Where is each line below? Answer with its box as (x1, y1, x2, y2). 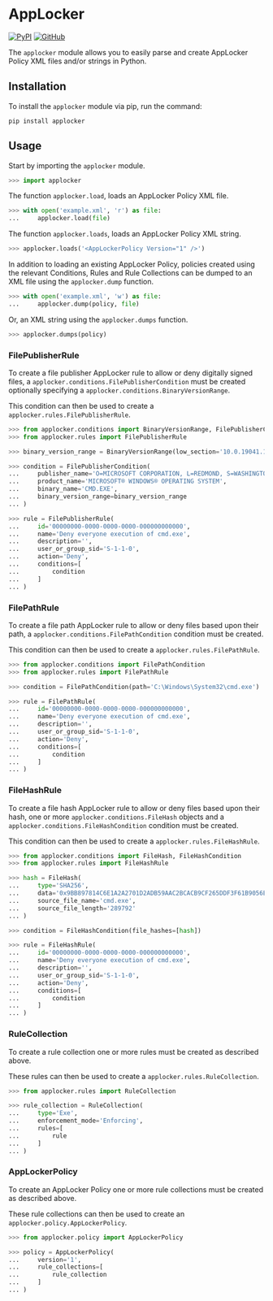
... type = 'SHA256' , (8, 882, 89, 890)
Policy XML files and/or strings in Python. (8, 56, 147, 66)
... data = (8, 889, 57, 898)
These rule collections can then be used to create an (8, 1208, 185, 1219)
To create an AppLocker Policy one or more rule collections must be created (8, 1184, 264, 1195)
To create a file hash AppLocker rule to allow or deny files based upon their (8, 803, 260, 813)
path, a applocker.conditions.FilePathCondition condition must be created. (8, 629, 264, 639)
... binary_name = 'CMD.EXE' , (8, 485, 118, 493)
